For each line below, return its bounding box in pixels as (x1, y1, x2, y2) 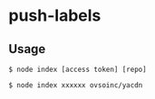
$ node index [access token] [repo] (8, 65, 147, 74)
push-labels (8, 5, 102, 26)
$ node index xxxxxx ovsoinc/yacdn (8, 81, 143, 90)
